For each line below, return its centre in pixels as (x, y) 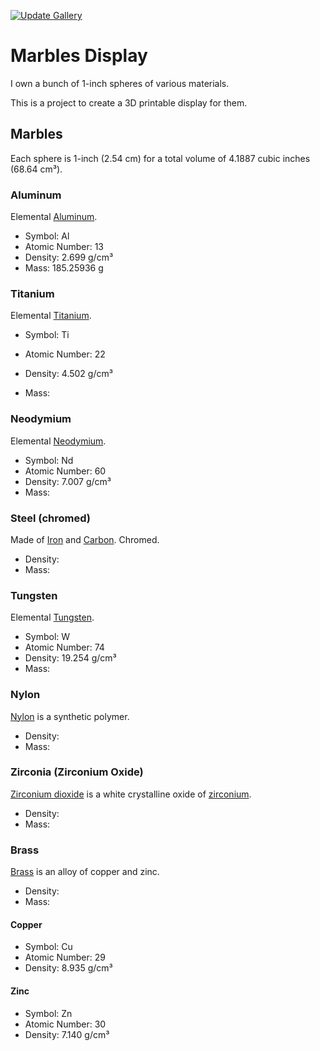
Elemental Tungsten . (52, 617)
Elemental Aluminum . (54, 217)
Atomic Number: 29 (65, 957)
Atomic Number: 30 (65, 1024)
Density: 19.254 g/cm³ (70, 658)
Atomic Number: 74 (64, 647)
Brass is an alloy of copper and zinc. (85, 872)
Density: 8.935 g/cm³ (68, 968)
